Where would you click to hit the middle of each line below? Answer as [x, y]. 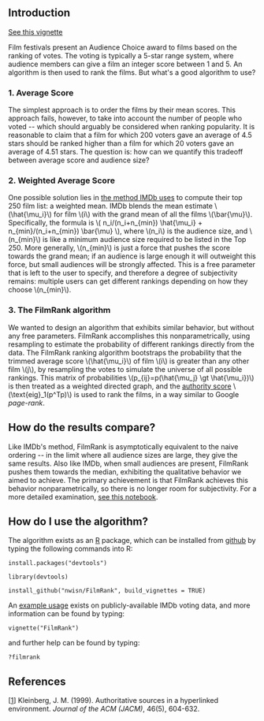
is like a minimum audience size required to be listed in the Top [144, 240]
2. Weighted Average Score [62, 180]
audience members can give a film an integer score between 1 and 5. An [125, 64]
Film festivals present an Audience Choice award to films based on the [123, 47]
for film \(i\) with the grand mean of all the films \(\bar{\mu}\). [153, 214]
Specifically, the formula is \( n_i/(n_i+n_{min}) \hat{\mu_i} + [106, 223]
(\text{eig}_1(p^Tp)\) [40, 394]
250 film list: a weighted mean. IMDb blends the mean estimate [110, 206]
